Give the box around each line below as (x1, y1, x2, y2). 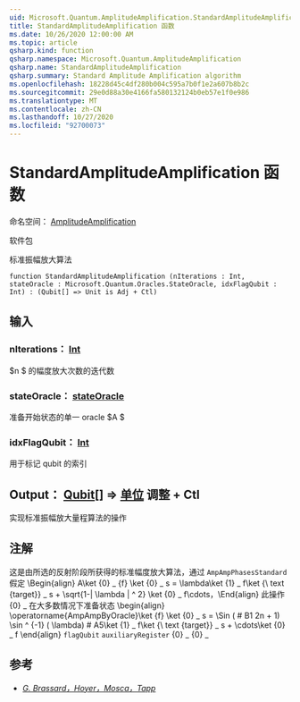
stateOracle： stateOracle (9, 390, 125, 402)
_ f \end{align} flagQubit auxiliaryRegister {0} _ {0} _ (9, 629, 210, 639)
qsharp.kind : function (9, 47, 94, 55)
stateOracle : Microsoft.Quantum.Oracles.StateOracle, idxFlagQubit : (9, 279, 278, 289)
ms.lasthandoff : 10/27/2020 (9, 113, 114, 122)
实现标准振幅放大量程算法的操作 (9, 512, 127, 523)
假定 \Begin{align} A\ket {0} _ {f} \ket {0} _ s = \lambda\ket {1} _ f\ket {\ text (9, 578, 285, 588)
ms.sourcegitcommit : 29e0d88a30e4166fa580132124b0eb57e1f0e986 (9, 88, 250, 97)
